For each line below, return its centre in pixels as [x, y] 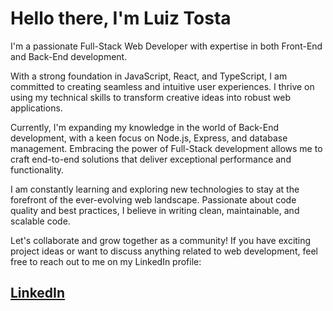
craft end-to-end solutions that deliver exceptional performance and [151, 159]
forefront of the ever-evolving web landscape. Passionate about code [153, 199]
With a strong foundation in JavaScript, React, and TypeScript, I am [149, 76]
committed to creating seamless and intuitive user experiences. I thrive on [162, 86]
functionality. [37, 169]
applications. [36, 108]
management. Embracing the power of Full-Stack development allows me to [166, 148]
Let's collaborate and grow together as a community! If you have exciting [161, 240]
